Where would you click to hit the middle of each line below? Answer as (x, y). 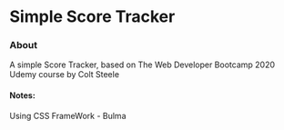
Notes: (23, 95)
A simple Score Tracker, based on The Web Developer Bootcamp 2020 (142, 65)
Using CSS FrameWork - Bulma (68, 115)
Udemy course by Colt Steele (65, 75)
